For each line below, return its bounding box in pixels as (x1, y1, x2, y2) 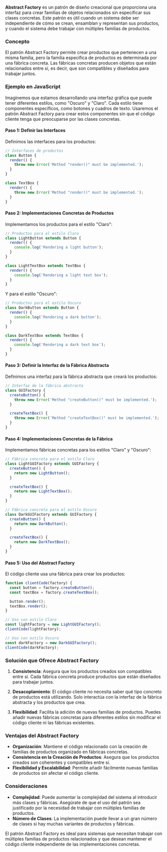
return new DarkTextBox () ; (14, 540, 70, 545)
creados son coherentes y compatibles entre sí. (12, 759, 111, 766)
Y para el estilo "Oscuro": (5, 291, 57, 297)
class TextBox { (5, 180, 39, 186)
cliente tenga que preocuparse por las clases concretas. (5, 116, 121, 122)
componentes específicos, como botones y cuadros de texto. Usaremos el (5, 105, 159, 111)
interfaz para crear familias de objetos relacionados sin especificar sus (5, 10, 151, 16)
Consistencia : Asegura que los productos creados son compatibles (12, 668, 152, 674)
